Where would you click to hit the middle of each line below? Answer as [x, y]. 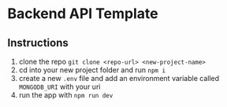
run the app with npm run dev [66, 95]
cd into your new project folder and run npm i [92, 70]
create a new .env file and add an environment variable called [119, 78]
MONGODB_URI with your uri [60, 87]
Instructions [38, 43]
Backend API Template [83, 14]
